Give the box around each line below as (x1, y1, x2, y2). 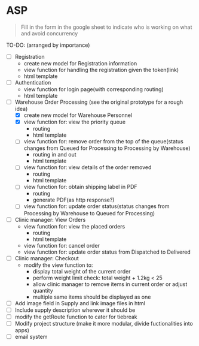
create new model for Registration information (23, 60, 137, 67)
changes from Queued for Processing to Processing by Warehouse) (23, 145, 191, 152)
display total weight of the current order (32, 267, 131, 275)
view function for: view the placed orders (23, 222, 125, 230)
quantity (32, 287, 54, 294)
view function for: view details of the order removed (23, 164, 152, 171)
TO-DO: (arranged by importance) (6, 41, 90, 49)
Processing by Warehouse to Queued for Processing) (23, 209, 155, 216)
